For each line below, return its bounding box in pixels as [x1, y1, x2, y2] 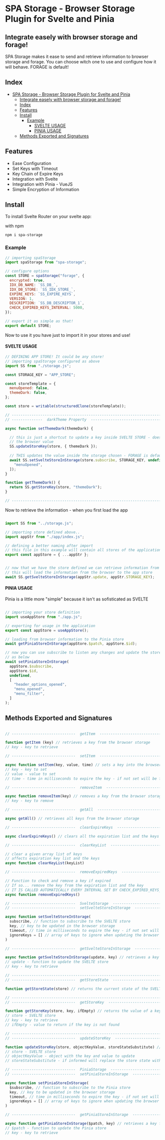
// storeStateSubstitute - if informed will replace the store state [5, 1059, 151, 1063]
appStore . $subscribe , [9, 664, 54, 669]
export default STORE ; [5, 323, 52, 328]
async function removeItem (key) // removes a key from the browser [5, 794, 146, 799]
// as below [5, 655, 29, 660]
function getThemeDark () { [5, 480, 60, 485]
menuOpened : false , [9, 386, 50, 391]
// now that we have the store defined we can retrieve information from [5, 566, 160, 570]
